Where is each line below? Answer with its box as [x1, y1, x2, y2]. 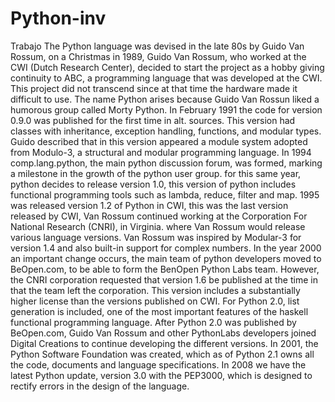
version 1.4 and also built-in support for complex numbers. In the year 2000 [10, 242, 322, 254]
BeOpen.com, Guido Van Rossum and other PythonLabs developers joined [10, 327, 317, 339]
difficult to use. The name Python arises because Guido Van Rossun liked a [10, 93, 320, 105]
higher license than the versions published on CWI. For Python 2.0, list [10, 295, 300, 307]
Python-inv [10, 7, 107, 30]
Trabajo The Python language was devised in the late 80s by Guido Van [10, 40, 305, 52]
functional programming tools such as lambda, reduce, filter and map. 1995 [10, 188, 320, 201]
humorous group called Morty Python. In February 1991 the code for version [10, 103, 323, 116]
